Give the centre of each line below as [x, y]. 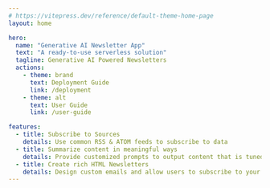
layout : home [30, 23]
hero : [17, 38]
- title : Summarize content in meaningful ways [97, 149]
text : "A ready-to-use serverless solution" [91, 53]
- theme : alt [45, 97]
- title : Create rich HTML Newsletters [82, 164]
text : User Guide [59, 105]
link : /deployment [60, 90]
